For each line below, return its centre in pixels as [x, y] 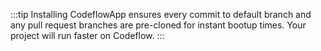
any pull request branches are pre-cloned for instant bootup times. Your [158, 25]
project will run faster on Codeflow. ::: [87, 35]
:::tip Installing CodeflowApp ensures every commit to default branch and [161, 14]
